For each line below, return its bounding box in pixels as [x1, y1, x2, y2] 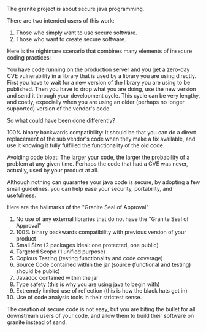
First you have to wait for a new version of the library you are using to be [7, 79, 191, 86]
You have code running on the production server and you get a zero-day [7, 66, 190, 73]
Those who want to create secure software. [15, 36, 126, 42]
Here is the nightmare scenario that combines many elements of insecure [7, 47, 193, 55]
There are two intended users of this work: [7, 17, 115, 24]
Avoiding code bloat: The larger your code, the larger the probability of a [7, 153, 190, 161]
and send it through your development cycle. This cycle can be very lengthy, [7, 92, 200, 99]
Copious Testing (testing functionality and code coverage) [15, 255, 163, 261]
